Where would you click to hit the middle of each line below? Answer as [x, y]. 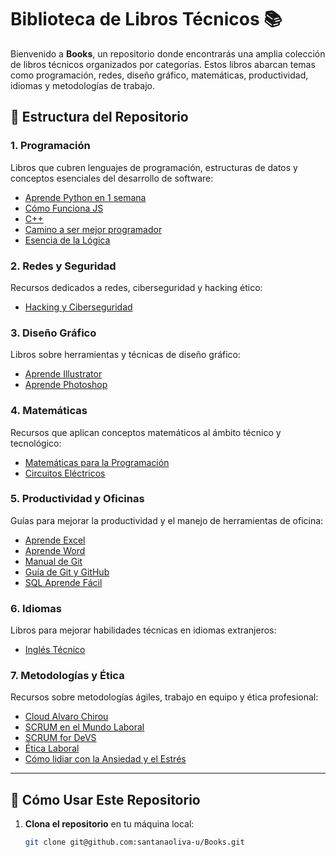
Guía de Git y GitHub [67, 572]
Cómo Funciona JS [64, 208]
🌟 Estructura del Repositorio [99, 117]
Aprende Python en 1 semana [85, 197]
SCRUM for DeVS [60, 738]
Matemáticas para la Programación [97, 462]
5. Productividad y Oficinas [77, 499]
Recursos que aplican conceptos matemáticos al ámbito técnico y [146, 432]
